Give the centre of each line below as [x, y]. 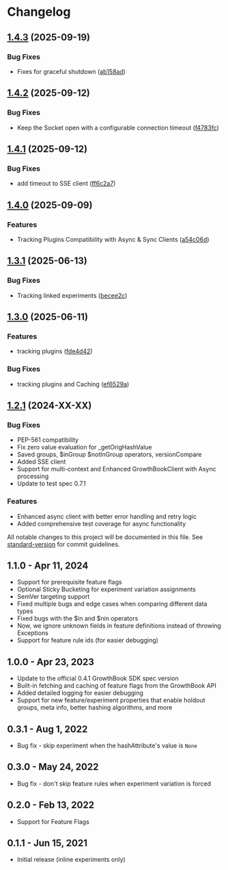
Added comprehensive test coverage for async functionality [101, 523]
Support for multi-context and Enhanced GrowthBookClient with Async [116, 469]
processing [33, 476]
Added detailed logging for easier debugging [80, 693]
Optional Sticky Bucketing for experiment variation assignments [106, 589]
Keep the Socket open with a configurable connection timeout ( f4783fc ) [118, 127]
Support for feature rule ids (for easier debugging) [88, 641]
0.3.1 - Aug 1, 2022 [47, 729]
